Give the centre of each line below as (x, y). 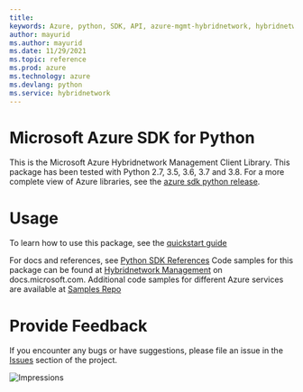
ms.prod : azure (38, 68)
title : (22, 18)
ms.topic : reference (48, 59)
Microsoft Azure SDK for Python (132, 137)
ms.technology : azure (50, 77)
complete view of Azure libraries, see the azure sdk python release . (135, 182)
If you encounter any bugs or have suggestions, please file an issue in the (147, 351)
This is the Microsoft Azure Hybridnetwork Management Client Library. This (150, 162)
